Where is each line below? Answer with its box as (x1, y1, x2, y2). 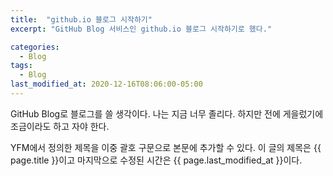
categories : (10, 42, 60, 52)
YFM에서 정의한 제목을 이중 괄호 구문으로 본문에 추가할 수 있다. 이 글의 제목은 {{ (10, 141, 322, 153)
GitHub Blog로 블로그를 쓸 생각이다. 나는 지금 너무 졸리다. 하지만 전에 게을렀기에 (10, 107, 324, 120)
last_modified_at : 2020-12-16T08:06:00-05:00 (10, 79, 203, 90)
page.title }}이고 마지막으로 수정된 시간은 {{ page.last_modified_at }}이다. (10, 154, 303, 166)
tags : (10, 61, 33, 71)
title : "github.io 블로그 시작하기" (10, 14, 153, 25)
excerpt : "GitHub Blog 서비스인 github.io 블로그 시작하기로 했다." (10, 24, 273, 34)
